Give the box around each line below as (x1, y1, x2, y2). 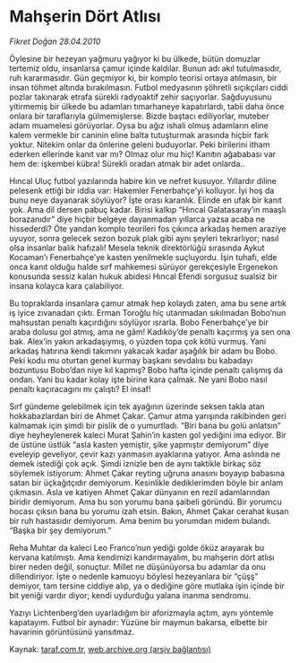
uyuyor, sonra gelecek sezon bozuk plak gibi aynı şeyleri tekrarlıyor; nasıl (9, 232, 279, 243)
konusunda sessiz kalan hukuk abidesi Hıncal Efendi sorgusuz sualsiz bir (9, 271, 278, 282)
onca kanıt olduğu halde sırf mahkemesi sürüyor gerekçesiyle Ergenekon (9, 261, 278, 272)
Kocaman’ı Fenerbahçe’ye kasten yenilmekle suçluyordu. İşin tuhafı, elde (9, 251, 278, 262)
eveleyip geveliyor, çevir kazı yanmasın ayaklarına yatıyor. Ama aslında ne (9, 449, 281, 459)
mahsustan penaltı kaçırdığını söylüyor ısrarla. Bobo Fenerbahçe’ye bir (9, 317, 269, 327)
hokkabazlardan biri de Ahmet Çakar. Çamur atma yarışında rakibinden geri (9, 410, 286, 421)
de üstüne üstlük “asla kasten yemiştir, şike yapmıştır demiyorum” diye (9, 439, 269, 449)
